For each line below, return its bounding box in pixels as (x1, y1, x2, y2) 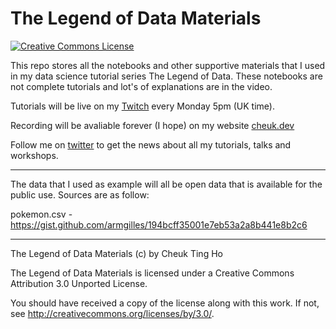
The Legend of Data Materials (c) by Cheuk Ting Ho (10, 247, 223, 259)
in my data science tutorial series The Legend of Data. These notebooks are (10, 70, 323, 82)
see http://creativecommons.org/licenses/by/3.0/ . (10, 307, 215, 319)
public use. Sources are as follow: (10, 188, 150, 201)
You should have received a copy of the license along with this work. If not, (10, 297, 320, 309)
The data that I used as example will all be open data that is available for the (10, 178, 323, 190)
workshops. (10, 149, 59, 161)
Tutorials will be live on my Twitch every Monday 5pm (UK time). (10, 100, 275, 112)
